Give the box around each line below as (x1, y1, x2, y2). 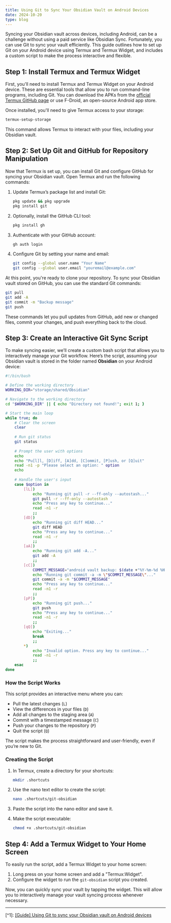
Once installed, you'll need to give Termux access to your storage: (5, 107, 144, 113)
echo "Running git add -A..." (32, 549, 97, 554)
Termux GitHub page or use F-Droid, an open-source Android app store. (5, 98, 157, 104)
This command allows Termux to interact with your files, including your (5, 126, 154, 133)
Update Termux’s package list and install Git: (12, 188, 106, 195)
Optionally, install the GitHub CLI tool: (12, 212, 91, 219)
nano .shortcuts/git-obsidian (12, 796, 77, 802)
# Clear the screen (14, 420, 56, 425)
